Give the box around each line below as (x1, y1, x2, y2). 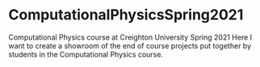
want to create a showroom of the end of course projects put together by (8, 40, 252, 50)
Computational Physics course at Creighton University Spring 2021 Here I (8, 32, 253, 42)
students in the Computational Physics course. (8, 49, 164, 59)
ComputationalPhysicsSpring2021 (8, 6, 244, 24)
